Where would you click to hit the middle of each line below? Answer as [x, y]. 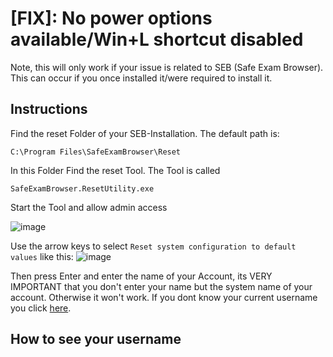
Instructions [49, 109]
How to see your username [96, 339]
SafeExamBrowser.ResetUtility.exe [82, 188]
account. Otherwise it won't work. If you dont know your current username [164, 297]
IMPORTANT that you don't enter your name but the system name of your [161, 286]
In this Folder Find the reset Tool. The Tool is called [115, 170]
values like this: [42, 256]
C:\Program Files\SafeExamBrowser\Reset [96, 152]
